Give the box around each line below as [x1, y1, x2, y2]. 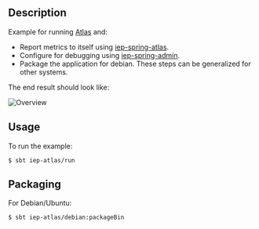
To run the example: [8, 141, 73, 151]
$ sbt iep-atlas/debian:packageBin [8, 213, 125, 222]
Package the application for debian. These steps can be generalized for [19, 59, 251, 68]
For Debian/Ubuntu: [8, 198, 72, 208]
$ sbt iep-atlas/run [8, 156, 76, 164]
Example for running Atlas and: [8, 27, 108, 36]
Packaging [8, 178, 61, 191]
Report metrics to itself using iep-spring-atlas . [19, 42, 170, 52]
